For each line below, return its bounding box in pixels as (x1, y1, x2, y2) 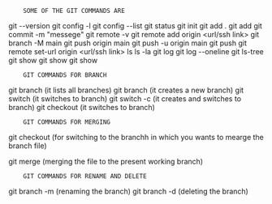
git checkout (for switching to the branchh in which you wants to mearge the (8, 133, 264, 142)
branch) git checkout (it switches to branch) (8, 103, 156, 112)
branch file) (8, 141, 47, 151)
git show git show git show (8, 56, 98, 65)
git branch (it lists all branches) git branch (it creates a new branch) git (8, 85, 244, 95)
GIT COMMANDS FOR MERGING (23, 118, 111, 126)
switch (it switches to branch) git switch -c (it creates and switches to (8, 94, 242, 104)
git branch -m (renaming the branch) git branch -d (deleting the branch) (8, 186, 249, 196)
